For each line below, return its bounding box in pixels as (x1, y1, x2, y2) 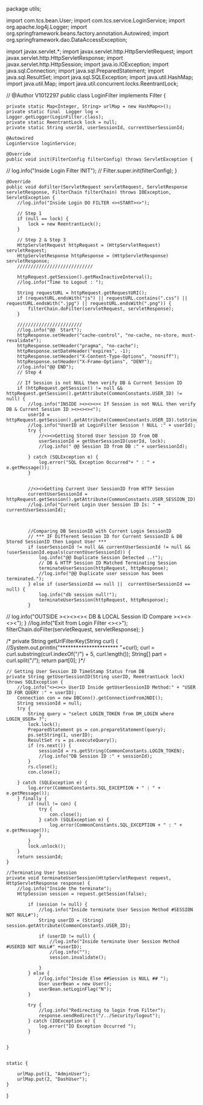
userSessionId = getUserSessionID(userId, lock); (38, 438, 166, 444)
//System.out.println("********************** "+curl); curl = (6, 644, 155, 651)
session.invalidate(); (49, 954, 107, 960)
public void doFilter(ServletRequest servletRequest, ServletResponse (6, 184, 188, 190)
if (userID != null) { (38, 933, 96, 939)
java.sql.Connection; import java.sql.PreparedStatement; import (6, 67, 164, 74)
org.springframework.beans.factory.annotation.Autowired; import (6, 30, 169, 37)
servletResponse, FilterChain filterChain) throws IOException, (6, 189, 172, 195)
